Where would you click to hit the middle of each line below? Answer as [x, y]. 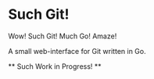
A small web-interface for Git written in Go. [77, 51]
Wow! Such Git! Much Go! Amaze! [63, 36]
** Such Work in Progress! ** [55, 66]
